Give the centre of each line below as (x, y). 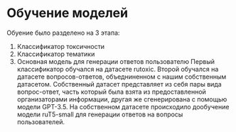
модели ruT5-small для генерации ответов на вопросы (100, 114)
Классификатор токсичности (60, 46)
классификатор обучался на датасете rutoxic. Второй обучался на (118, 69)
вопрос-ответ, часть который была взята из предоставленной (112, 92)
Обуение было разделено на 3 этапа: (63, 33)
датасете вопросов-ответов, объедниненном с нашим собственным (122, 77)
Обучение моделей (68, 13)
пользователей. (41, 121)
